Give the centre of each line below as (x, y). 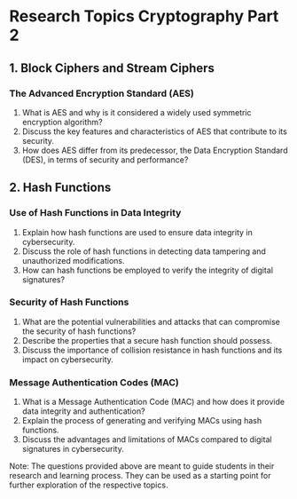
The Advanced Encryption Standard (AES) (102, 93)
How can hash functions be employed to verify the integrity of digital (147, 270)
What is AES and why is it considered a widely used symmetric (137, 112)
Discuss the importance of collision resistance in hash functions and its (152, 350)
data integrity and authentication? (83, 411)
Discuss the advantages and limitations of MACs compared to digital (147, 440)
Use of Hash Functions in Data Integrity (95, 213)
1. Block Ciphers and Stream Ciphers (112, 68)
